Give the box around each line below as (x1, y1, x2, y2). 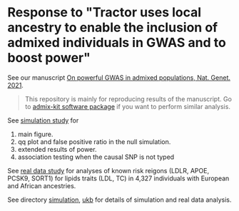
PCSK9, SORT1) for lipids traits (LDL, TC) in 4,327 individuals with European (7, 174, 230, 182)
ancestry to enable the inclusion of (7, 19, 218, 36)
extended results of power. (17, 145, 97, 153)
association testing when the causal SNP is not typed (17, 153, 175, 161)
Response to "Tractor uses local (7, 4, 202, 21)
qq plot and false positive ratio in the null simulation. (17, 137, 171, 146)
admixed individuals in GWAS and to (7, 35, 226, 51)
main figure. (17, 130, 54, 138)
